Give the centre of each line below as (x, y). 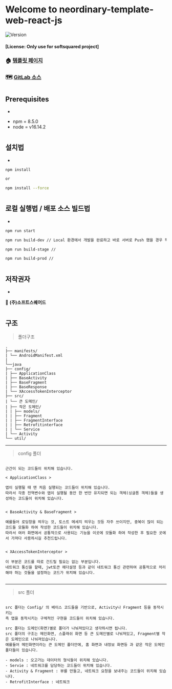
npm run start (20, 231)
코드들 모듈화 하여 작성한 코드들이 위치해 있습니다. (52, 527)
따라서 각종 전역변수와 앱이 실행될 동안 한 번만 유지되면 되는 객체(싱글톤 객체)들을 (81, 493)
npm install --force (27, 188)
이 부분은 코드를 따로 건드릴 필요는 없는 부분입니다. (53, 561)
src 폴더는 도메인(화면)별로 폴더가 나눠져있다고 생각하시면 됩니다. (67, 628)
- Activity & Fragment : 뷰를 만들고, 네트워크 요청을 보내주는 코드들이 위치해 (81, 671)
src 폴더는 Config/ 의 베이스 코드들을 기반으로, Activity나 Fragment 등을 (78, 607)
